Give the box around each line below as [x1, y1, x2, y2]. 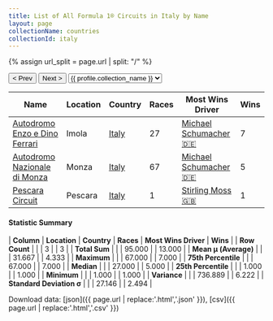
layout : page [8, 20, 53, 28]
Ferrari [12, 138, 38, 150]
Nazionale [12, 162, 51, 173]
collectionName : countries [8, 27, 100, 35]
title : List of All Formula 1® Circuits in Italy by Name [8, 11, 209, 20]
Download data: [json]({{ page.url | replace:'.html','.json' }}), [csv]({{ [8, 294, 236, 305]
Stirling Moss [181, 184, 232, 196]
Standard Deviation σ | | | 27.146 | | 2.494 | [8, 279, 153, 288]
